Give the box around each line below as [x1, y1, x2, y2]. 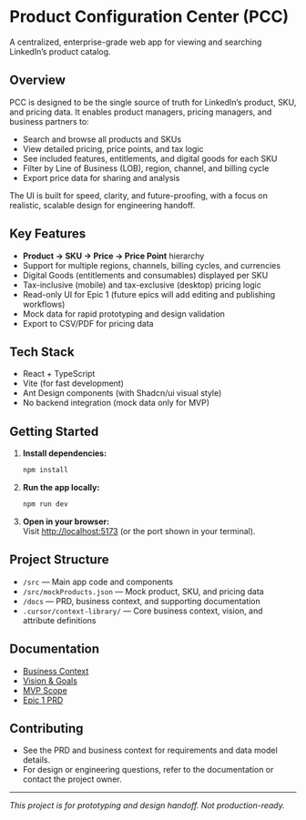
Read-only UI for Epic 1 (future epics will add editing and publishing [22, 289, 276, 299]
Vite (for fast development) [22, 378, 125, 389]
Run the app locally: [22, 482, 100, 493]
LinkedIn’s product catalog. [9, 46, 111, 56]
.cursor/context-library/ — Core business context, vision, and [22, 605, 263, 616]
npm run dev [22, 500, 68, 509]
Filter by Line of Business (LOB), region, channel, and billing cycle [22, 162, 270, 174]
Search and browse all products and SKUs [22, 134, 182, 145]
